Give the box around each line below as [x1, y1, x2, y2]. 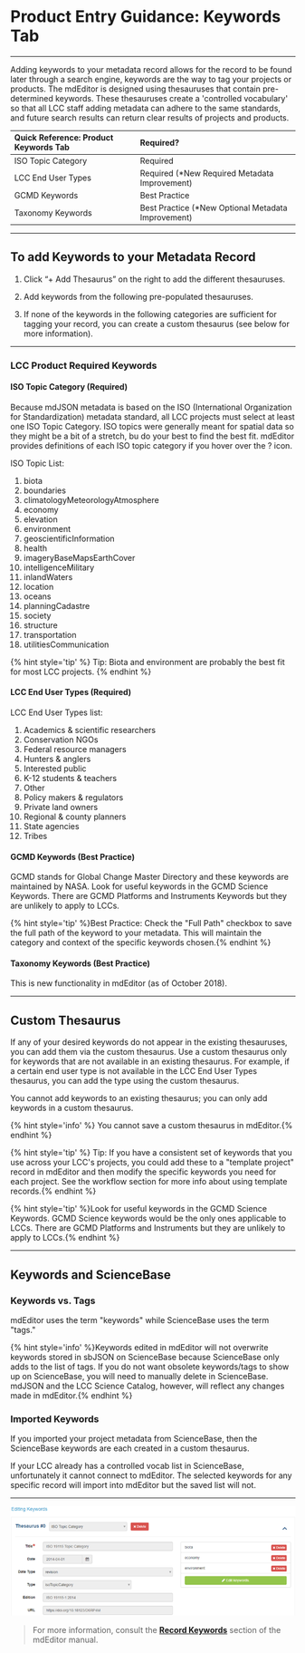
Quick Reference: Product [14, 132, 114, 143]
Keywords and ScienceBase [10, 1267, 171, 1282]
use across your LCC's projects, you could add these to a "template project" [10, 1157, 295, 1168]
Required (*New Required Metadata [139, 168, 274, 179]
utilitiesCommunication [23, 639, 110, 650]
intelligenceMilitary [23, 562, 95, 573]
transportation [23, 629, 77, 640]
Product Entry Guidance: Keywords [10, 6, 281, 27]
